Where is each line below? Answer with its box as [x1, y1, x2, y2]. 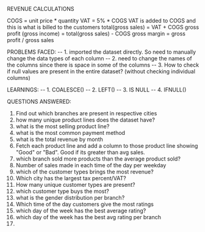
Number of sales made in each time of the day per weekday [15, 162, 167, 169]
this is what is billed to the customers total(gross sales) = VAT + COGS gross [7, 24, 200, 31]
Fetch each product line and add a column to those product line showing [15, 142, 198, 149]
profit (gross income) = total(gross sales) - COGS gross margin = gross [7, 30, 185, 37]
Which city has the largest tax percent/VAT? [15, 175, 127, 182]
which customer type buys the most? [15, 187, 109, 195]
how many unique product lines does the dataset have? [15, 116, 155, 123]
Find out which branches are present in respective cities [15, 110, 157, 117]
